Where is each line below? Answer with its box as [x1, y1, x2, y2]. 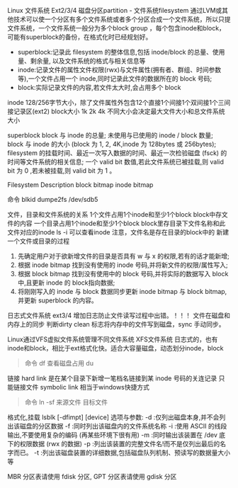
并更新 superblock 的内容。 [17, 296, 98, 305]
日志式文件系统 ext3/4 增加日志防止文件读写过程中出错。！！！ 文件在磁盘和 [7, 311, 230, 319]
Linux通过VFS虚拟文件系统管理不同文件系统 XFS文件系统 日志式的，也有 [7, 335, 218, 344]
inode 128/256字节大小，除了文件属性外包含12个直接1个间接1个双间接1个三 [7, 98, 225, 106]
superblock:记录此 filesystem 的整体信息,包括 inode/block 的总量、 [17, 48, 213, 56]
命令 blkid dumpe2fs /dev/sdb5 [7, 195, 98, 203]
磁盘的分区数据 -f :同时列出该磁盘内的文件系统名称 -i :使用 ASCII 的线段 [19, 422, 227, 430]
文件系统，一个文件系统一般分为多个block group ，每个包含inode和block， [7, 24, 225, 32]
